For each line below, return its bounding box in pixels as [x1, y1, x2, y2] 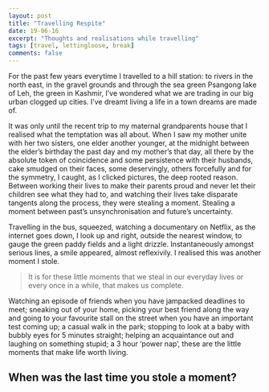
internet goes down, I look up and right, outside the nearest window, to [8, 231, 243, 240]
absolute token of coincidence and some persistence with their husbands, [8, 155, 254, 165]
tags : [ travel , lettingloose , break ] [8, 42, 135, 50]
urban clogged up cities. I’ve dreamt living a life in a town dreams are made [8, 97, 257, 106]
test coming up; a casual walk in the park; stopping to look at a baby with [8, 322, 251, 331]
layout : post [8, 11, 52, 20]
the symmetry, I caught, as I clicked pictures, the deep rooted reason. [8, 172, 238, 182]
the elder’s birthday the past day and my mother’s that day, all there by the [8, 146, 255, 156]
